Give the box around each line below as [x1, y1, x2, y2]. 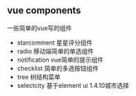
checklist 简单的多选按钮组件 [16, 64, 99, 72]
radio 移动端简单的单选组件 [16, 47, 94, 55]
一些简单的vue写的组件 [7, 23, 72, 32]
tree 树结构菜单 [16, 73, 60, 81]
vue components [7, 5, 81, 16]
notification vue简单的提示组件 [16, 56, 104, 64]
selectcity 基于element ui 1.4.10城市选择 [16, 81, 129, 89]
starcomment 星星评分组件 [16, 38, 93, 47]
